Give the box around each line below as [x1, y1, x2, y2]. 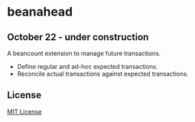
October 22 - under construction [7, 31, 149, 43]
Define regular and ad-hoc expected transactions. [16, 63, 159, 70]
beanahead [7, 4, 73, 20]
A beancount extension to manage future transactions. [7, 49, 161, 57]
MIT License [7, 107, 42, 116]
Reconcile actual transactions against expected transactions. [16, 70, 189, 78]
